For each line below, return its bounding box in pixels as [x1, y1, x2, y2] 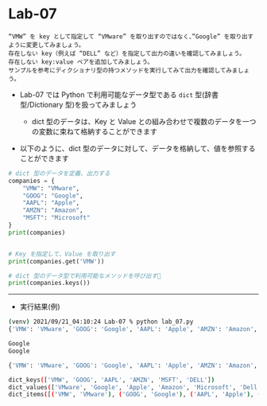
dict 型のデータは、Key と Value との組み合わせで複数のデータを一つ [31, 116, 257, 126]
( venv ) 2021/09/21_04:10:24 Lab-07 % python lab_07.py [8, 318, 194, 326]
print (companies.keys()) [8, 279, 91, 287]
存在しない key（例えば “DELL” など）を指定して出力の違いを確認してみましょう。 [8, 49, 246, 57]
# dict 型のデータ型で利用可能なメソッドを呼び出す [8, 271, 157, 279]
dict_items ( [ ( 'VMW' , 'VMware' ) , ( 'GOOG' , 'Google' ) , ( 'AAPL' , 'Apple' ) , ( [8, 391, 261, 399]
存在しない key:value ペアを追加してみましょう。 [8, 57, 153, 66]
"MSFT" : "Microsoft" [22, 214, 91, 222]
